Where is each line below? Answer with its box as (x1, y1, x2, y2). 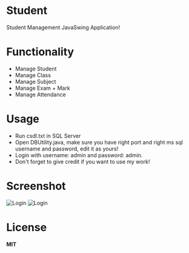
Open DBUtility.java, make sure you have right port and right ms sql (15, 138, 183, 146)
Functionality (6, 45, 75, 59)
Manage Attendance (15, 90, 66, 98)
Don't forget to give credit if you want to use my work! (15, 158, 150, 165)
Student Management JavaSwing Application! (6, 24, 121, 31)
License (6, 220, 47, 234)
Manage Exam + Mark (15, 84, 71, 92)
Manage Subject (15, 78, 56, 85)
